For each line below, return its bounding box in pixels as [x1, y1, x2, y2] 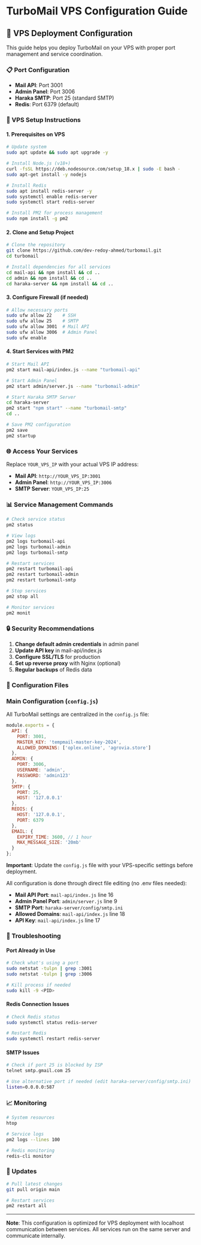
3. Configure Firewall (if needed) [6, 293, 89, 301]
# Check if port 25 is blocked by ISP [6, 1062, 103, 1068]
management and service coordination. [6, 50, 103, 58]
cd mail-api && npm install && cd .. [6, 269, 100, 276]
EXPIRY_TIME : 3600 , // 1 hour [17, 834, 93, 840]
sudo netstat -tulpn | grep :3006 [6, 971, 93, 977]
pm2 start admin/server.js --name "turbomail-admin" [6, 383, 141, 389]
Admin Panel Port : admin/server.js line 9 [14, 898, 118, 905]
